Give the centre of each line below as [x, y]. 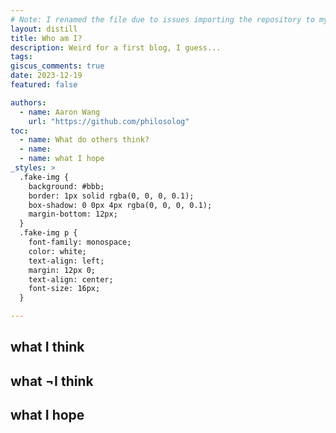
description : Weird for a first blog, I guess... [116, 47]
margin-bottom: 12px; [73, 214]
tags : [21, 57]
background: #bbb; [66, 186]
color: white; [57, 251]
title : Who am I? [46, 38]
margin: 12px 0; [62, 270]
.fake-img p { [48, 233]
